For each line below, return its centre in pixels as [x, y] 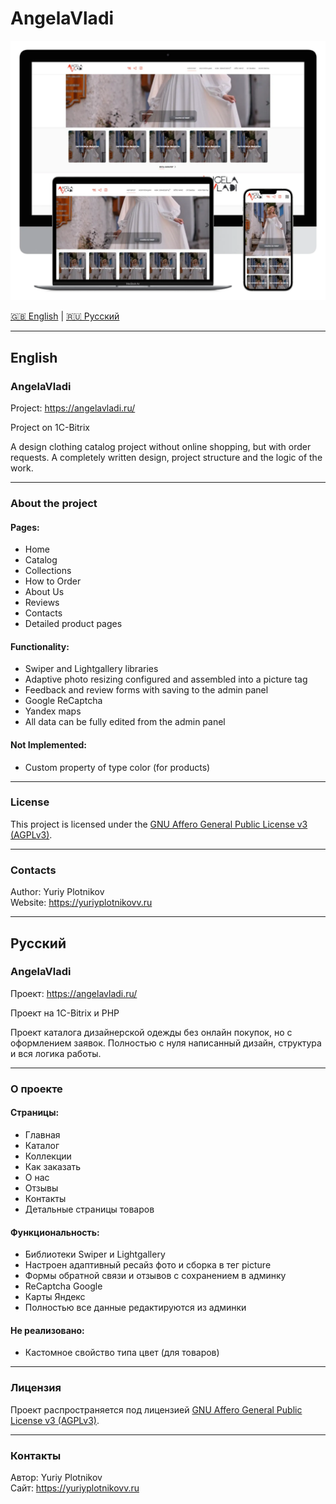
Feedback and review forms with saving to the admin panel [146, 690]
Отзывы [41, 1188]
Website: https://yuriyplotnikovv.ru [81, 903]
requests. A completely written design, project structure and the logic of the [166, 458]
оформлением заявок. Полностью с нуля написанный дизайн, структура [166, 1043]
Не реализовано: [47, 1330]
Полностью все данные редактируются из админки [135, 1308]
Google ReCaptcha [63, 701]
